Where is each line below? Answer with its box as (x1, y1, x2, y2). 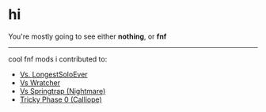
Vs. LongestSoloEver (19, 69, 89, 79)
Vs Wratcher (19, 77, 61, 88)
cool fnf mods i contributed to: (8, 54, 108, 64)
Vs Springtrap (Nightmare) (19, 86, 106, 95)
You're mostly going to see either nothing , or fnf (8, 32, 167, 41)
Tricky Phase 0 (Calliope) (19, 95, 103, 104)
